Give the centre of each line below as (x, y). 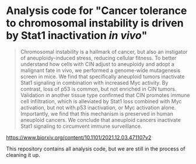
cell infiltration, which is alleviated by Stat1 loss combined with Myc (101, 101)
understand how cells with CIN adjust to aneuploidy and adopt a (97, 64)
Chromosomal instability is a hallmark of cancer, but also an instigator (104, 51)
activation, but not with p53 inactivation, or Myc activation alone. (98, 107)
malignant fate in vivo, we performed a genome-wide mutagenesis (100, 70)
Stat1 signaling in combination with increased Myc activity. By (94, 82)
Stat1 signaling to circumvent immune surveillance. (81, 126)
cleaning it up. (23, 155)
